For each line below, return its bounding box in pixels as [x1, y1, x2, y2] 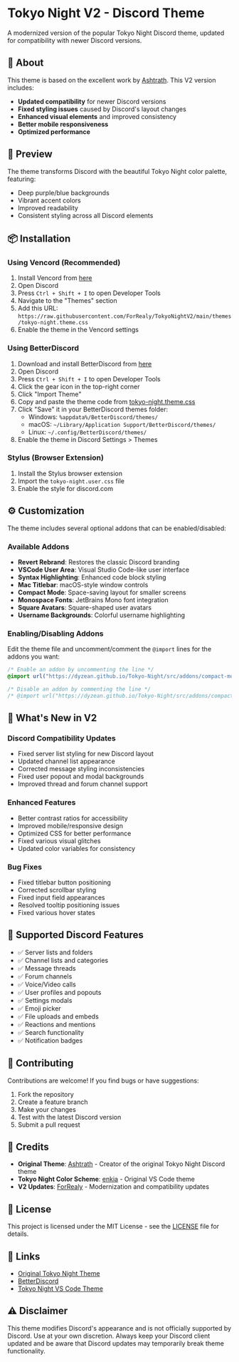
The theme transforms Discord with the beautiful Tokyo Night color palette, [7, 167, 228, 175]
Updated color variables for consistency [17, 844, 136, 852]
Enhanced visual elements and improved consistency [17, 112, 176, 120]
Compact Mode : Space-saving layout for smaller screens [17, 588, 186, 597]
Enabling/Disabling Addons [7, 629, 104, 639]
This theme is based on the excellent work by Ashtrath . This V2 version [7, 76, 216, 84]
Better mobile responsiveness [17, 120, 109, 128]
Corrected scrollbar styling [17, 886, 97, 894]
